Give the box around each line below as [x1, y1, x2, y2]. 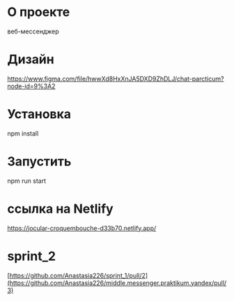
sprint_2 [7, 248, 56, 264]
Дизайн [7, 51, 54, 67]
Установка [7, 106, 72, 122]
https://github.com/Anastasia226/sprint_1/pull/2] [9, 271, 148, 279]
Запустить [7, 154, 72, 169]
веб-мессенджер [7, 27, 59, 35]
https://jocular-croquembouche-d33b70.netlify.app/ [7, 224, 157, 232]
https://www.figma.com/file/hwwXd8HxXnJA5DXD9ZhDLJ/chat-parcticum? [7, 74, 224, 83]
